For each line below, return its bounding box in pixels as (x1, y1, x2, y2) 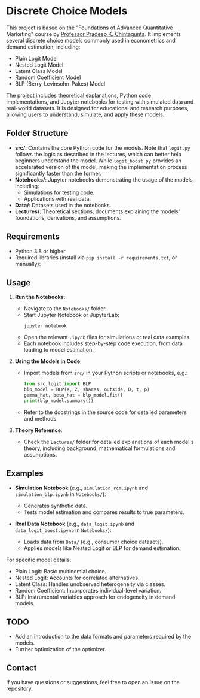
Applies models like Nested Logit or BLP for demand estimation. (23, 544, 181, 552)
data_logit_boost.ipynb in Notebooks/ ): (14, 526, 112, 534)
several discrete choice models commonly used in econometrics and (6, 37, 176, 44)
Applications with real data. (23, 195, 91, 202)
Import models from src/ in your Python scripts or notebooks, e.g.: (23, 370, 188, 377)
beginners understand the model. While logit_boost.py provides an (14, 157, 182, 164)
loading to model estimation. (23, 346, 94, 353)
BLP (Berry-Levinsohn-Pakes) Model (14, 80, 106, 87)
